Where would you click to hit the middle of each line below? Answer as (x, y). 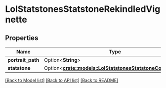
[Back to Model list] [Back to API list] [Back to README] (62, 80)
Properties (22, 38)
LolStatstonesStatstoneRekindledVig (83, 9)
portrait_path (23, 60)
